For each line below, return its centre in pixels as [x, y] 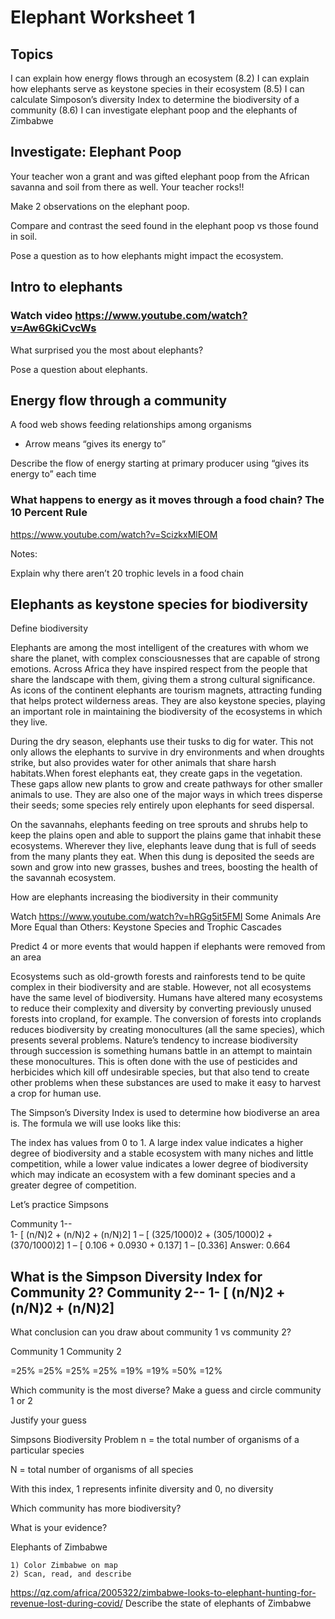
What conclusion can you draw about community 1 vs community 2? [151, 1332]
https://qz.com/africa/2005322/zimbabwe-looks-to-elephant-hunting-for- [163, 1593]
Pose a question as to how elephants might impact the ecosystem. [147, 255]
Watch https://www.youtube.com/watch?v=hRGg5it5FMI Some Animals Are [166, 917]
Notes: [24, 553]
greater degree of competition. [73, 1185]
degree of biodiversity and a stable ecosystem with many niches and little [162, 1153]
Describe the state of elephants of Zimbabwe [218, 1603]
